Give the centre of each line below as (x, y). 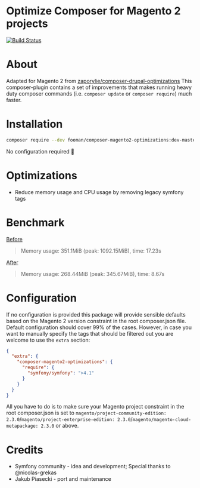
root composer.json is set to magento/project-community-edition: (86, 413)
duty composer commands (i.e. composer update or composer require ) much (99, 93)
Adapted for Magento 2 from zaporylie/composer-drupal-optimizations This (99, 81)
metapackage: (22, 426)
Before (14, 239)
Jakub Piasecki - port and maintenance (63, 479)
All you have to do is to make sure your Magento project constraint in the (95, 407)
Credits (25, 450)
